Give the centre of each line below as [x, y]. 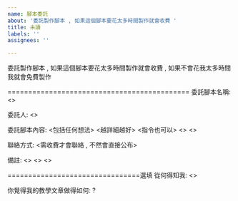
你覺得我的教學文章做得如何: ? [52, 190]
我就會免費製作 [29, 77]
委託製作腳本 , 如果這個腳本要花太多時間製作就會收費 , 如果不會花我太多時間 [119, 68]
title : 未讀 [24, 27]
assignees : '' [29, 41]
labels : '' [24, 34]
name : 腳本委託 [28, 14]
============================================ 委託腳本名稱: [119, 92]
